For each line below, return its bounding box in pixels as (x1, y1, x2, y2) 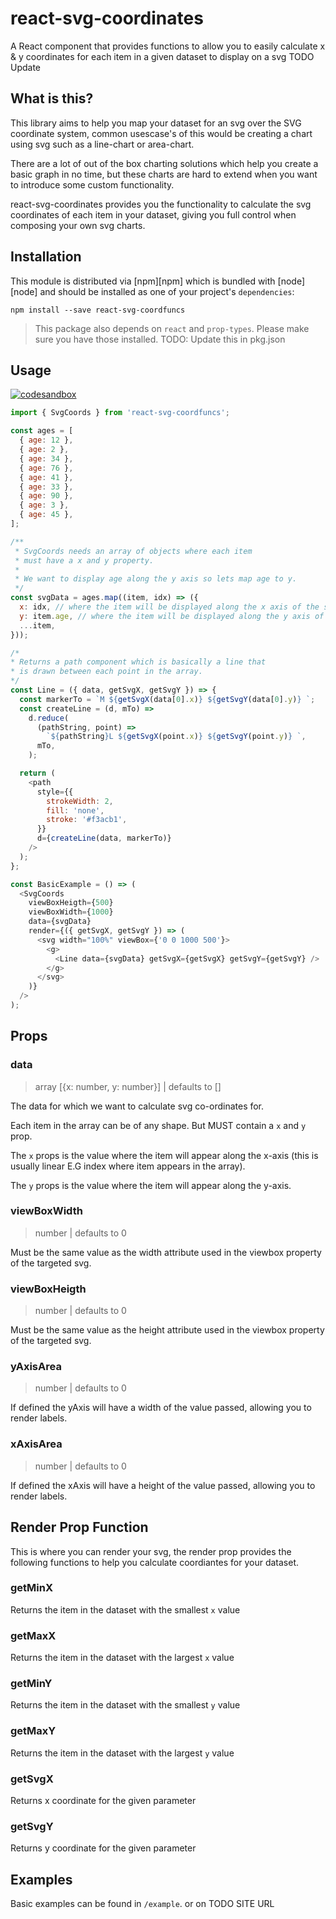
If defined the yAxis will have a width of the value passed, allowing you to (10, 1402, 312, 1414)
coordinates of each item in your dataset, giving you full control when (10, 208, 297, 221)
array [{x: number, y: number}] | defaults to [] (34, 1080, 222, 1092)
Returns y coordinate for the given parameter (10, 1842, 197, 1854)
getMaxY (10, 1724, 57, 1738)
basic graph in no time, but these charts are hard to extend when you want (10, 168, 318, 180)
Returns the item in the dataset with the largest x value (10, 1652, 235, 1664)
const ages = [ (10, 426, 74, 436)
